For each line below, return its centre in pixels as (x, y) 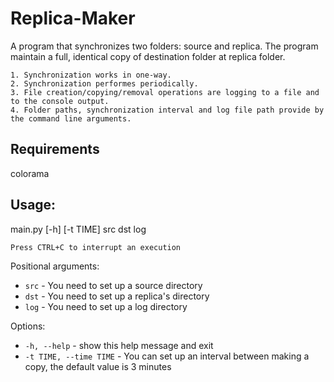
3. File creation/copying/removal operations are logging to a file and (165, 92)
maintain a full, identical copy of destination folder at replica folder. (148, 56)
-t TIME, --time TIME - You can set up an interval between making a (167, 356)
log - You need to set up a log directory (106, 306)
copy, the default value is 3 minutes (98, 366)
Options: (28, 326)
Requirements (55, 149)
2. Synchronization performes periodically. (104, 83)
